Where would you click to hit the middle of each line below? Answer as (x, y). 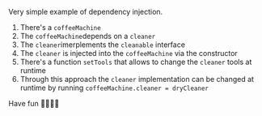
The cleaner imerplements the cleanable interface (103, 45)
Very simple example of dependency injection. (86, 12)
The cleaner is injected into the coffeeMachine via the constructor (129, 53)
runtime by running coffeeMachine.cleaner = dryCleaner (114, 88)
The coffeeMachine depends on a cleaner (88, 36)
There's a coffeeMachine (60, 27)
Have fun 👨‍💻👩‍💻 (34, 103)
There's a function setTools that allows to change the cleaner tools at (136, 62)
